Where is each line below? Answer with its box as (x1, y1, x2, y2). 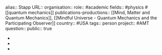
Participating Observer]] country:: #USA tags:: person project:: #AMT (5, 20, 150, 26)
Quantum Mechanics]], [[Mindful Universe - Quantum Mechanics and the (5, 15, 157, 20)
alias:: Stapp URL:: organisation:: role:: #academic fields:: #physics (5, 4, 144, 10)
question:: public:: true (5, 25, 52, 31)
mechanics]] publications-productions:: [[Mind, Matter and (28, 9, 150, 15)
